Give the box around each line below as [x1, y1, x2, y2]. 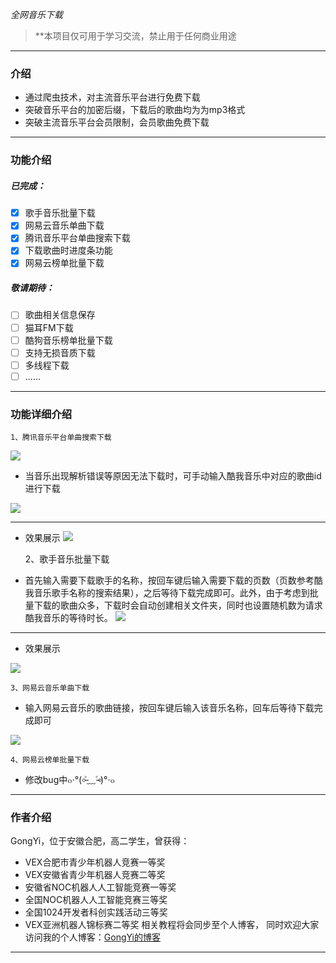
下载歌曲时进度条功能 [24, 244, 113, 257]
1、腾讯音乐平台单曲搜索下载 [10, 433, 112, 443]
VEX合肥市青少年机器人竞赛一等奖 [24, 856, 166, 868]
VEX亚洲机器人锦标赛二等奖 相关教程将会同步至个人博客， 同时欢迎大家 [24, 919, 320, 931]
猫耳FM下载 [24, 321, 74, 333]
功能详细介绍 [10, 407, 73, 421]
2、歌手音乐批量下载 [24, 553, 110, 565]
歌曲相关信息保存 [24, 309, 96, 321]
